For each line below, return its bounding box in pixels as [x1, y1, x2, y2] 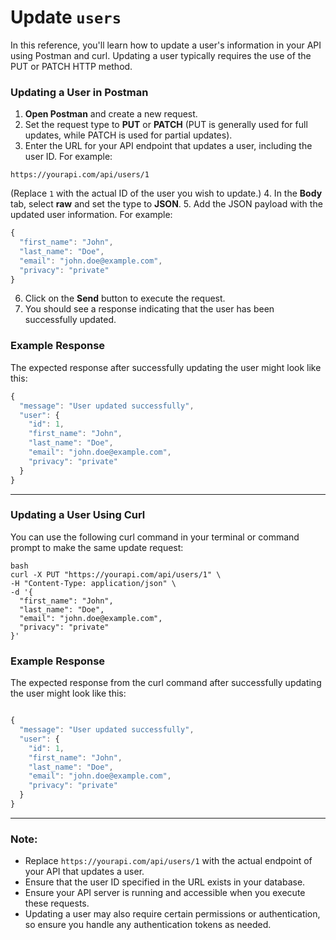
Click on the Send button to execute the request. [24, 292, 226, 305]
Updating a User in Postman [10, 85, 149, 99]
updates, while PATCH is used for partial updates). [24, 129, 233, 141]
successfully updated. [24, 314, 117, 326]
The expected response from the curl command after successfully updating [10, 677, 322, 689]
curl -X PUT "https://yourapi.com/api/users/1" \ [10, 569, 222, 580]
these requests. [24, 897, 90, 910]
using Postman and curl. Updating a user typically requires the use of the [10, 49, 312, 61]
